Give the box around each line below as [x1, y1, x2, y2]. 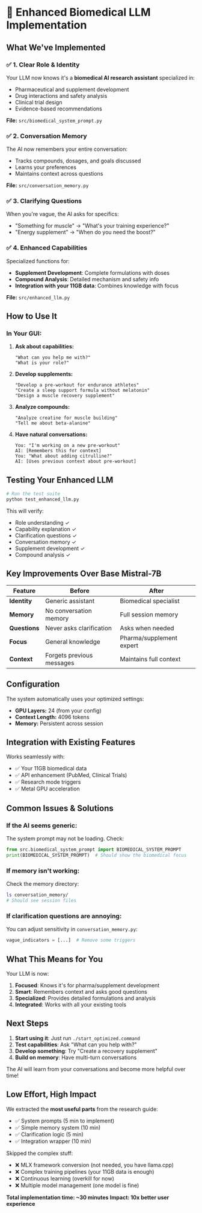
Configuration [6, 679, 60, 690]
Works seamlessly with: [6, 753, 65, 760]
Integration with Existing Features [6, 737, 136, 747]
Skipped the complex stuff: [6, 1150, 73, 1157]
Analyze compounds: [14, 403, 70, 411]
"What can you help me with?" [14, 354, 91, 361]
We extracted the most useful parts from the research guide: [6, 1105, 158, 1113]
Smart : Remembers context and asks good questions [14, 988, 147, 995]
